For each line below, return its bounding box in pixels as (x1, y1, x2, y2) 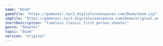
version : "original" (5, 34, 47, 39)
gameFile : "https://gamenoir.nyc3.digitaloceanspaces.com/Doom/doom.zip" (5, 11, 158, 16)
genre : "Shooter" (5, 25, 40, 30)
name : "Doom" (5, 7, 32, 12)
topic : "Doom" (5, 29, 34, 34)
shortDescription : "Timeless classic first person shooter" (5, 20, 130, 25)
